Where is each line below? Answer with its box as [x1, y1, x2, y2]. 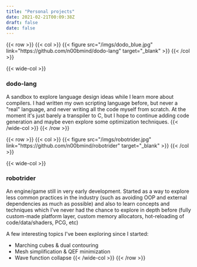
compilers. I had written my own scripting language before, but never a [6, 99, 178, 106]
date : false [6, 25, 35, 31]
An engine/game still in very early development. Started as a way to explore [6, 188, 189, 195]
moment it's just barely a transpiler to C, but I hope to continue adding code [6, 112, 189, 119]
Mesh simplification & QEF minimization [14, 248, 111, 255]
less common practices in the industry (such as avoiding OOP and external [6, 193, 187, 201]
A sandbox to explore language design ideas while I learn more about [6, 93, 174, 100]
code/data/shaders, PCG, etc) [6, 219, 79, 226]
